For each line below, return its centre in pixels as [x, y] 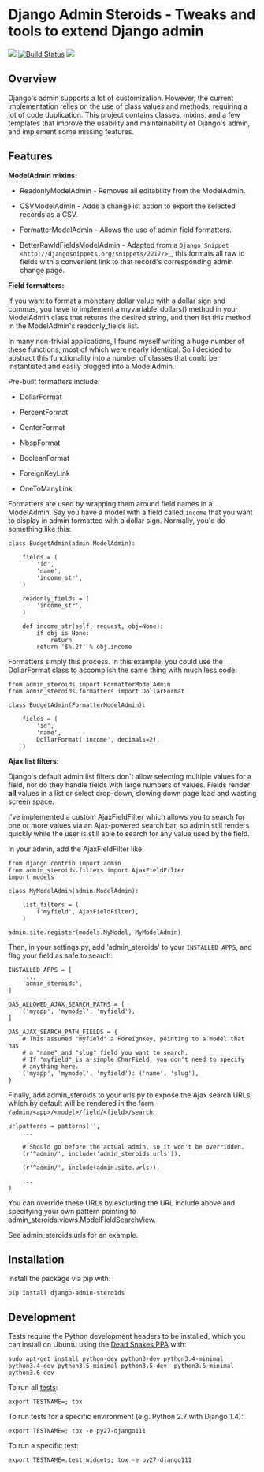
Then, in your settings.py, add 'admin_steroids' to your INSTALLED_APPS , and [130, 947]
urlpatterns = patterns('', [54, 1126]
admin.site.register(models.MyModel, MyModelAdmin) [95, 932]
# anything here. [51, 1067]
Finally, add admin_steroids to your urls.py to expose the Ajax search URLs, [130, 1095]
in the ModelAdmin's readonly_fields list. [74, 326]
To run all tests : [33, 1388]
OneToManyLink [46, 488]
